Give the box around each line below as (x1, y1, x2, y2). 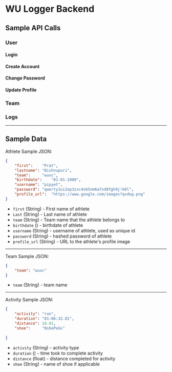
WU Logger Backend (5, 3, 95, 15)
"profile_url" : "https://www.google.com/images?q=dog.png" (14, 192, 145, 197)
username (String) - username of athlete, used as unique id (12, 227, 136, 233)
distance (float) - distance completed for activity (12, 355, 116, 362)
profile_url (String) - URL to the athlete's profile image (12, 238, 131, 244)
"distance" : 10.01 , (14, 321, 56, 326)
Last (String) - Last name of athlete (12, 211, 87, 217)
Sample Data (5, 134, 47, 144)
